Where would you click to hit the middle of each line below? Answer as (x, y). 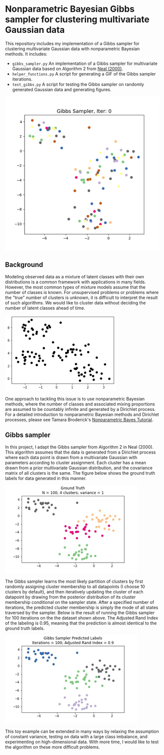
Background (24, 265)
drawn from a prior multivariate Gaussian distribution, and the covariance (79, 468)
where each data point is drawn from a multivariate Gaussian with (71, 457)
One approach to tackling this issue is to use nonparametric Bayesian (75, 399)
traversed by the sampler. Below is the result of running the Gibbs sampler (80, 613)
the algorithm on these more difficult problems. (53, 747)
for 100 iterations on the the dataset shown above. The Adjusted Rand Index (82, 618)
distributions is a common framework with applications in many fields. (75, 282)
